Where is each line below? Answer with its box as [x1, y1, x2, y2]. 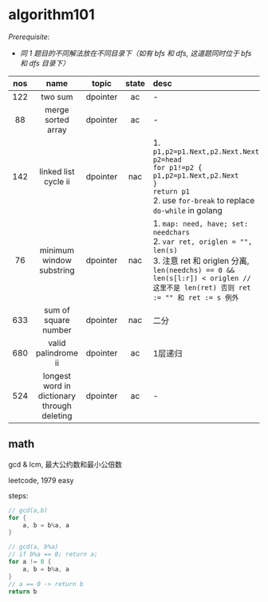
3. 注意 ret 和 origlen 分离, [152, 255, 250, 266]
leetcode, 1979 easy [8, 475, 74, 485]
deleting [41, 410, 73, 421]
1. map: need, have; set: [152, 218, 249, 229]
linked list [39, 166, 75, 177]
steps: [8, 490, 29, 500]
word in [42, 380, 72, 391]
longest [42, 370, 72, 381]
